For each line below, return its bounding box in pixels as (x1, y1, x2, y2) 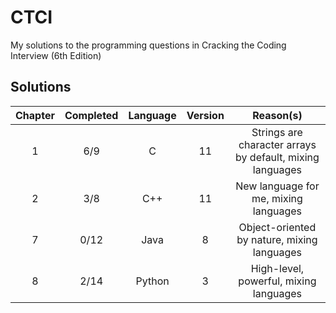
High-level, (250, 261, 305, 275)
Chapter (15, 108, 55, 122)
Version (186, 108, 225, 122)
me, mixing (251, 191, 303, 205)
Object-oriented (238, 220, 317, 234)
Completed (64, 108, 119, 122)
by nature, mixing (236, 232, 318, 246)
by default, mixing (235, 150, 320, 164)
